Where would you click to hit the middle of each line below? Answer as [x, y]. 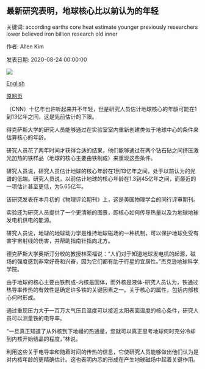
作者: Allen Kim [25, 46]
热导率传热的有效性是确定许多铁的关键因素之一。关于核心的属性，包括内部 [100, 289]
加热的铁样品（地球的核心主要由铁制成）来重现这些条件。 [84, 158]
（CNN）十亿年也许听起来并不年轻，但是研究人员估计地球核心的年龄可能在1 [102, 108]
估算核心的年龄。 [28, 137]
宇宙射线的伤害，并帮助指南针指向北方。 [62, 240]
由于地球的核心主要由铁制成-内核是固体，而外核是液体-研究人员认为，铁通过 [102, 282]
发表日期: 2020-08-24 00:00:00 [47, 59]
